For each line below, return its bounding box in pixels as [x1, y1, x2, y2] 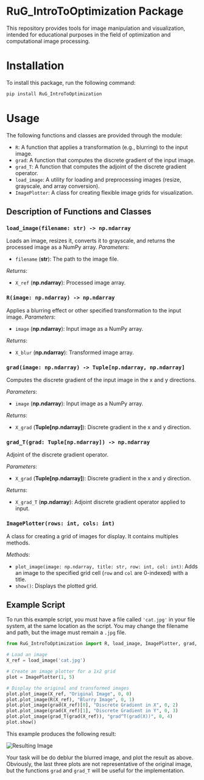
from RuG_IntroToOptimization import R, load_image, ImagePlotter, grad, [6, 641, 198, 647]
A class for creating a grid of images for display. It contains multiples [6, 532, 178, 540]
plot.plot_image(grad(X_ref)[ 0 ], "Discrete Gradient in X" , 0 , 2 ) [6, 702, 178, 709]
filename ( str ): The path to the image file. [15, 255, 119, 263]
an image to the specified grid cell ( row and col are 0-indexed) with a [15, 569, 188, 576]
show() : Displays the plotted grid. [15, 582, 98, 590]
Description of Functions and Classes [6, 206, 152, 217]
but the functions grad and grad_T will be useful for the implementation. [6, 767, 185, 774]
